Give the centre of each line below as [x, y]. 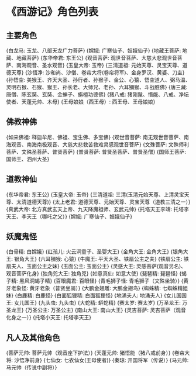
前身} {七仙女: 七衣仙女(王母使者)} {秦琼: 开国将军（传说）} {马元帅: [109, 360]
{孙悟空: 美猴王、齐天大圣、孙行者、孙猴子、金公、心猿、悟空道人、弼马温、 [98, 80]
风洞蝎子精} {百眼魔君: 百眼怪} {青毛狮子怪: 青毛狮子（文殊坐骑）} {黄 [106, 281]
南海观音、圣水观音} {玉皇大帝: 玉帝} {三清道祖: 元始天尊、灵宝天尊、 [99, 65]
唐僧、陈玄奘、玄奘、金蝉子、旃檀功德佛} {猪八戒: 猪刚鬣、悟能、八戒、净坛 [97, 94]
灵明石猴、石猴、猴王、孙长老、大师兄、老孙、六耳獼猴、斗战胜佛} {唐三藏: [97, 87]
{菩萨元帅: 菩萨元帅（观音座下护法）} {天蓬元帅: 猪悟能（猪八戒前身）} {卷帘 [95, 353]
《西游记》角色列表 [52, 12]
